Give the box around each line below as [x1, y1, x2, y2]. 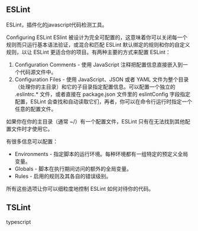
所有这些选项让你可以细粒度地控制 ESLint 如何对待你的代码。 [6, 185, 154, 192]
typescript [6, 218, 31, 225]
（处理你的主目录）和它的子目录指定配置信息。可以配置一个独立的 [14, 83, 176, 90]
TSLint [6, 203, 31, 213]
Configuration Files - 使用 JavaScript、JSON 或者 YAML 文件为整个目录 [14, 76, 189, 83]
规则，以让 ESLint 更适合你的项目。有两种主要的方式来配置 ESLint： [6, 48, 171, 56]
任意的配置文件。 [14, 105, 57, 112]
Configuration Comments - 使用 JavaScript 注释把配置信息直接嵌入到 [14, 61, 183, 68]
